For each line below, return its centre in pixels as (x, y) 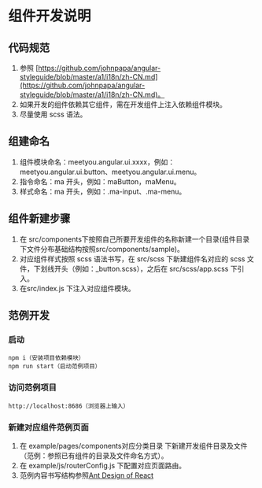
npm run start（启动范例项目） (55, 367)
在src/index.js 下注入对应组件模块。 (77, 288)
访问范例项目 (33, 388)
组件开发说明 (50, 16)
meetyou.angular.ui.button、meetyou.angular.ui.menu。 (110, 172)
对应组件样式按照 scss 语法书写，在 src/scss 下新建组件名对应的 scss (132, 259)
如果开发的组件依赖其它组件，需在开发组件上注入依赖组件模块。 (123, 104)
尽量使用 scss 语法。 (53, 114)
